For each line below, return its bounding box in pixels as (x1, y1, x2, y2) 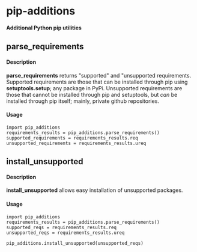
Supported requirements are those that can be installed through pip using (6, 78, 188, 85)
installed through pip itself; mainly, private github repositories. (6, 97, 159, 105)
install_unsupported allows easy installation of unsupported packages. (6, 186, 183, 194)
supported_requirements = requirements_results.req (6, 135, 138, 141)
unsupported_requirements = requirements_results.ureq (6, 140, 147, 146)
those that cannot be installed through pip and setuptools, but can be (6, 91, 178, 98)
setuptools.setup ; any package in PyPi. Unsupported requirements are (6, 84, 183, 91)
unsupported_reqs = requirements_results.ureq (6, 230, 125, 236)
